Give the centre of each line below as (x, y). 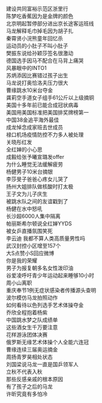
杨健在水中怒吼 (24, 209)
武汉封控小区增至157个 (33, 246)
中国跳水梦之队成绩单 (32, 320)
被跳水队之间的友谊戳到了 (37, 201)
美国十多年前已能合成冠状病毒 (42, 105)
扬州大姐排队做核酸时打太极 (40, 186)
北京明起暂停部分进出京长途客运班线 (50, 23)
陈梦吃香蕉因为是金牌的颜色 (40, 16)
